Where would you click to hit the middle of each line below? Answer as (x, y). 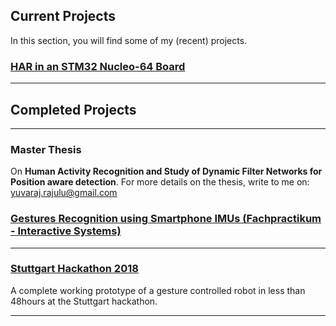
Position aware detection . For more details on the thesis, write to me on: (160, 182)
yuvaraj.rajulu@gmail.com (64, 193)
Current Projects (63, 16)
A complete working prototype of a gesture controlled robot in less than (158, 290)
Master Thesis (46, 149)
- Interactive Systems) (66, 231)
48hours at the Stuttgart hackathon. (84, 301)
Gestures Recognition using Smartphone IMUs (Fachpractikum (166, 219)
